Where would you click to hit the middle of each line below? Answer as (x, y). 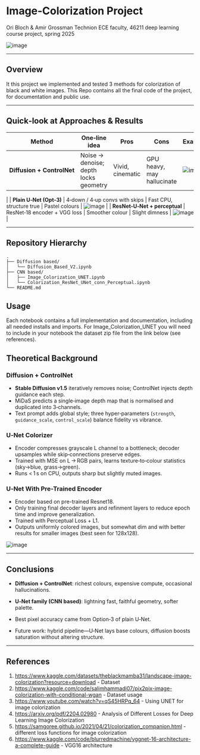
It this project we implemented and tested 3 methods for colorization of (93, 84)
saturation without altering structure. (60, 637)
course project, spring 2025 (40, 33)
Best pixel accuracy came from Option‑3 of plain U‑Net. (83, 619)
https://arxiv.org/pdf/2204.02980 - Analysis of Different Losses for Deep (104, 714)
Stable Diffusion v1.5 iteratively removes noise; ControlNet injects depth (104, 388)
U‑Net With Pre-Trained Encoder (54, 489)
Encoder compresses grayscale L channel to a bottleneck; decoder (97, 448)
